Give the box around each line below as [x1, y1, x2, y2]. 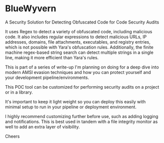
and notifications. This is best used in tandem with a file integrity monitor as [5, 119, 158, 124]
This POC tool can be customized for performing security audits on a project [5, 84, 160, 90]
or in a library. [5, 89, 33, 95]
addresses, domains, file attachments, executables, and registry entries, [5, 39, 151, 45]
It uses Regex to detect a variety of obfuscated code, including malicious [5, 28, 153, 34]
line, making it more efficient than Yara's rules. [5, 54, 99, 60]
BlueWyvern [5, 3, 56, 14]
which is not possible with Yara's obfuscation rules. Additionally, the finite [5, 44, 154, 50]
